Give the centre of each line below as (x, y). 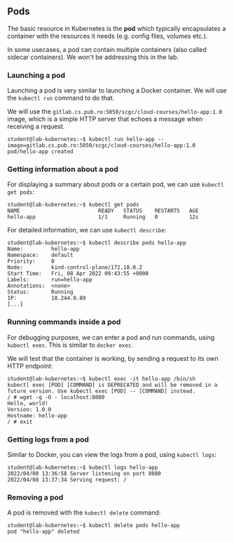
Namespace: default (40, 256)
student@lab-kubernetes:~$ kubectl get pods (73, 205)
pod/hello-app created (40, 152)
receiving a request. (36, 126)
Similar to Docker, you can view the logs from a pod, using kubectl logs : (112, 455)
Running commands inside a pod (64, 322)
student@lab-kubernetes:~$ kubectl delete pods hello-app (94, 526)
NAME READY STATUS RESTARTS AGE (103, 211)
